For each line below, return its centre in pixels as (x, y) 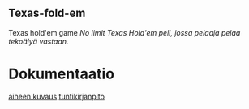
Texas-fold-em (47, 13)
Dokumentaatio (62, 74)
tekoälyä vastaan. (39, 41)
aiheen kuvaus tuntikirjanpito (57, 96)
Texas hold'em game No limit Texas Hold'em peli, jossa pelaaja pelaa (124, 32)
